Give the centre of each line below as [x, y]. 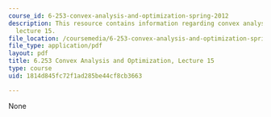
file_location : [34, 38]
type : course [30, 69]
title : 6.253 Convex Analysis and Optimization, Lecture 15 [112, 61]
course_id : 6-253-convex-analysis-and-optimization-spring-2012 [119, 16]
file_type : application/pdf [56, 46]
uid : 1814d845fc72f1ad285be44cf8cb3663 [75, 76]
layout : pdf [28, 53]
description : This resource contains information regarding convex [124, 23]
